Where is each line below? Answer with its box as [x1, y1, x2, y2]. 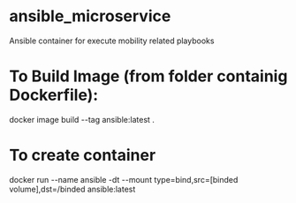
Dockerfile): [9, 86, 99, 105]
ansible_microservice [9, 6, 171, 26]
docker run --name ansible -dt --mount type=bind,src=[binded [9, 174, 239, 184]
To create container [9, 146, 156, 165]
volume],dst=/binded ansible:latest [9, 184, 136, 194]
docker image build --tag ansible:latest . [9, 114, 155, 124]
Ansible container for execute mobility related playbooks [9, 35, 215, 46]
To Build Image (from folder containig [9, 66, 288, 86]
